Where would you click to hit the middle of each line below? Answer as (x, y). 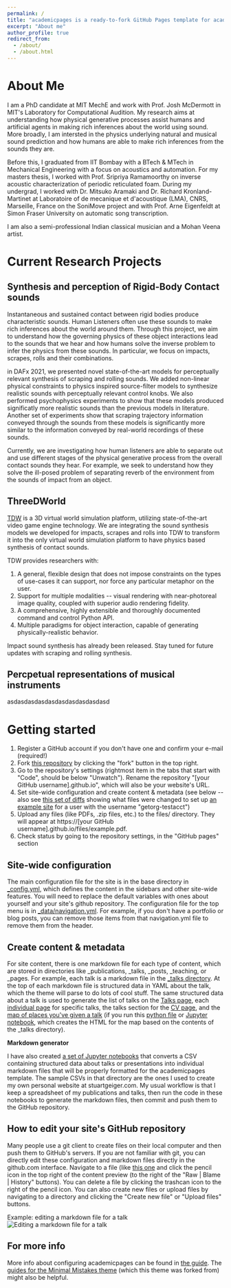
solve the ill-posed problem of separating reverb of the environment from (111, 472)
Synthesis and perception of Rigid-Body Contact (113, 287)
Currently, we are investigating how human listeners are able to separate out (115, 450)
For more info (36, 1246)
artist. (15, 234)
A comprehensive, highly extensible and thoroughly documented (109, 610)
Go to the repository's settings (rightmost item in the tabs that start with (119, 770)
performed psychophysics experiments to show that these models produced (115, 400)
